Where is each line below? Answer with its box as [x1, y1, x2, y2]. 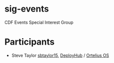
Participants [4, 36, 55, 47]
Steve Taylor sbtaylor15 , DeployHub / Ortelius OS [11, 52, 109, 58]
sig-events [4, 3, 49, 15]
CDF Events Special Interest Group [4, 19, 73, 25]
